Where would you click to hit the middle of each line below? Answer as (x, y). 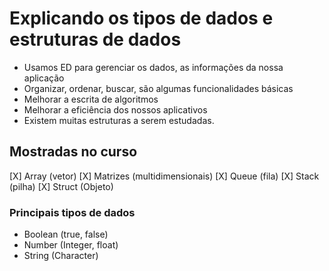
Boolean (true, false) (66, 234)
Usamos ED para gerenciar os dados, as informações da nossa (153, 67)
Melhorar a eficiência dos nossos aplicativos (115, 109)
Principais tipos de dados (72, 212)
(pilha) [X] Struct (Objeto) (61, 186)
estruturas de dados (95, 39)
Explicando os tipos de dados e (141, 18)
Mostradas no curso (73, 152)
